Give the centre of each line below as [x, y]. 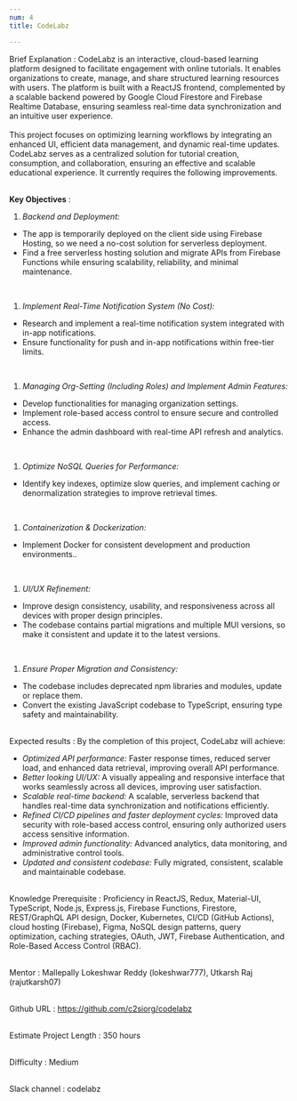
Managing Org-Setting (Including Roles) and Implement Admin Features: [155, 386]
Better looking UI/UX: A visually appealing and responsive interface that [153, 777]
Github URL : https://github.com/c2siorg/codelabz [101, 1008]
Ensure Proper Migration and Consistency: [100, 668]
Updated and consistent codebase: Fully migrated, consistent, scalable [153, 862]
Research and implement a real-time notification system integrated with [153, 323]
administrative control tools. [73, 853]
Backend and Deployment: [71, 216]
